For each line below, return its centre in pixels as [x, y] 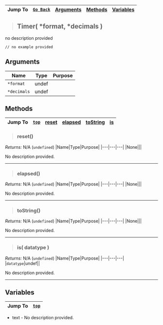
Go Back [41, 9]
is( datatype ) [33, 248]
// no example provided [29, 47]
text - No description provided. [43, 318]
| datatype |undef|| [23, 263]
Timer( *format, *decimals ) [60, 26]
